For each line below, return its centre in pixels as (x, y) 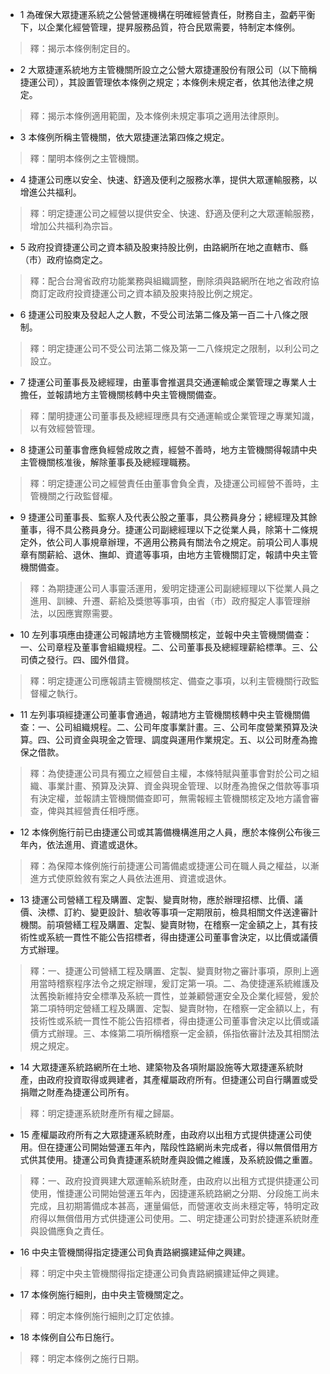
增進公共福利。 (50, 192)
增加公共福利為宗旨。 (73, 226)
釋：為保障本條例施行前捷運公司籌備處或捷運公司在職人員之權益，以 (170, 866)
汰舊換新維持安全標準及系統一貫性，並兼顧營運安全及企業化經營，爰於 (174, 996)
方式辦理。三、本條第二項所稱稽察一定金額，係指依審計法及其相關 (174, 1033)
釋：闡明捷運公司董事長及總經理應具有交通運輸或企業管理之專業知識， (174, 416)
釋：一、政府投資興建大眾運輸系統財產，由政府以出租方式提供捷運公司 (174, 1181)
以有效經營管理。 (65, 428)
